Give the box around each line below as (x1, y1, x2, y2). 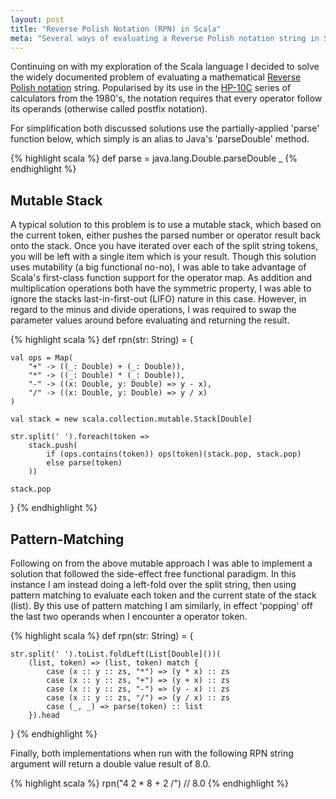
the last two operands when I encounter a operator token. (10, 611, 248, 622)
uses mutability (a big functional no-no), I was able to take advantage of (10, 261, 307, 273)
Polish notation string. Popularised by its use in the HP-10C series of (10, 82, 292, 94)
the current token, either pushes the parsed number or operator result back (10, 229, 321, 241)
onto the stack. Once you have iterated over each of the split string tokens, (10, 240, 318, 252)
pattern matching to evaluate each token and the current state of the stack (10, 589, 317, 601)
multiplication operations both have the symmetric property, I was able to (10, 282, 312, 295)
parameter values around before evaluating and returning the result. (10, 314, 290, 326)
